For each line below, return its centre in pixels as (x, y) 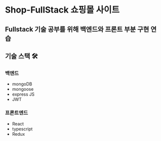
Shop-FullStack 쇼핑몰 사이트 (62, 10)
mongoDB (22, 84)
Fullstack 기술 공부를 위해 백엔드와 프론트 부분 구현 (77, 29)
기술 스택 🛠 (21, 56)
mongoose (23, 89)
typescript (22, 129)
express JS (23, 94)
